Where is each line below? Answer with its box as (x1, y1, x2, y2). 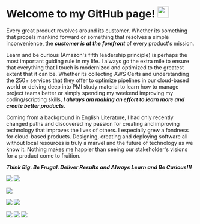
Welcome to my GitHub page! (6, 7, 156, 21)
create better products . (6, 102, 66, 109)
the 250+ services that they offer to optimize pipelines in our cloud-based (6, 77, 189, 84)
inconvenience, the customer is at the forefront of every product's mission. (6, 40, 195, 47)
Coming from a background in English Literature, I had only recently (6, 114, 174, 121)
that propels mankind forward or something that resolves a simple (6, 33, 169, 40)
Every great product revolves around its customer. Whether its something (6, 27, 188, 34)
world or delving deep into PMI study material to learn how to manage (6, 83, 179, 90)
